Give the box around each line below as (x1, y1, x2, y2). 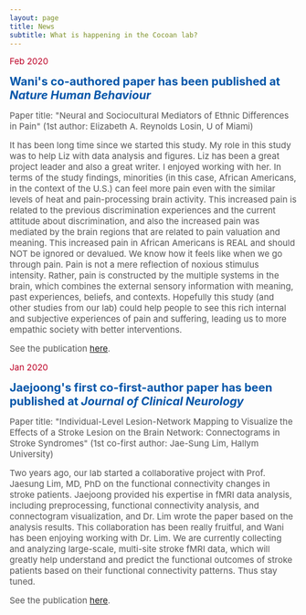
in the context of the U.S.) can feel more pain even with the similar (9, 183, 276, 195)
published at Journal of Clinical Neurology (9, 394, 245, 409)
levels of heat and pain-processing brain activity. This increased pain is (9, 194, 297, 206)
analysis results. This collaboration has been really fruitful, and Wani (9, 522, 285, 534)
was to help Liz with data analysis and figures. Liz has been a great (9, 150, 280, 163)
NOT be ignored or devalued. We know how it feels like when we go (9, 248, 283, 260)
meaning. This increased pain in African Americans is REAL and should (9, 237, 295, 249)
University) (9, 449, 54, 461)
